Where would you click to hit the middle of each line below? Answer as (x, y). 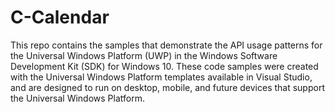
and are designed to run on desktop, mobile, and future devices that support (167, 87)
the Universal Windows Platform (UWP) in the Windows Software (144, 55)
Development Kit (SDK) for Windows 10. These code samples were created (164, 66)
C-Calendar (60, 17)
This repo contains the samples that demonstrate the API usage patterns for (166, 45)
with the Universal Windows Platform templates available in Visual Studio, (161, 77)
